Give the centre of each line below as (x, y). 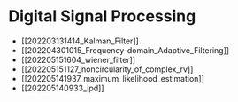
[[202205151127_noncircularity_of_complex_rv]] (107, 69)
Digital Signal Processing (102, 16)
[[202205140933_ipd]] (62, 88)
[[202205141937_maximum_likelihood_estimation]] (113, 78)
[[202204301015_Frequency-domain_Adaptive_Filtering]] (125, 50)
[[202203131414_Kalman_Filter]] (80, 41)
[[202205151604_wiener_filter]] (78, 59)
